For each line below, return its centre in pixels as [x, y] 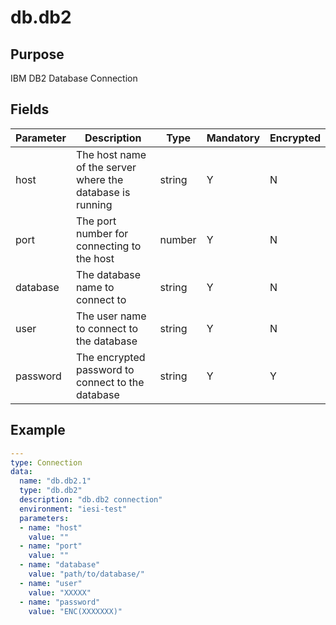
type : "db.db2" [51, 491]
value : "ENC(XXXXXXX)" [75, 611]
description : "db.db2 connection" [91, 500]
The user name [111, 316]
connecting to [108, 246]
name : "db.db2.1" [55, 481]
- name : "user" [51, 583]
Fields [30, 109]
